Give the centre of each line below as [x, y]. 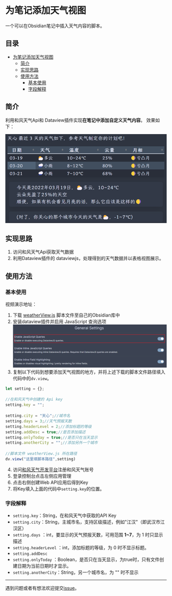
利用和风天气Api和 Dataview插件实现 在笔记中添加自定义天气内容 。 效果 [80, 120]
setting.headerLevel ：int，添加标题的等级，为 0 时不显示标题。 [81, 548]
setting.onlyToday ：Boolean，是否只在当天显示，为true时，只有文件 [86, 560]
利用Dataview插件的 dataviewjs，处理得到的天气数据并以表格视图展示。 [88, 258]
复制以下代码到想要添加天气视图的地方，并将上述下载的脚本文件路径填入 [89, 372]
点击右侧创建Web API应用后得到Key [50, 482]
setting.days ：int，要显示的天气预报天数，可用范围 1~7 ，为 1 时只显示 [88, 535]
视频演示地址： [21, 304]
